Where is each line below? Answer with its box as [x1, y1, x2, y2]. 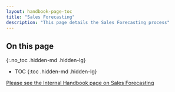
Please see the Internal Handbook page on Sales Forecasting [6, 80, 154, 87]
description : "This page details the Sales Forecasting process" [6, 19, 170, 25]
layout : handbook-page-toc [6, 8, 72, 15]
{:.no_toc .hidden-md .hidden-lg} [6, 57, 87, 64]
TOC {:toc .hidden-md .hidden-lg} [14, 68, 97, 75]
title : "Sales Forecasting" [6, 14, 75, 20]
